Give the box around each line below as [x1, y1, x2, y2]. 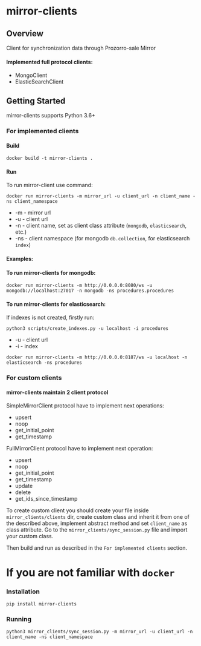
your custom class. [6, 533, 54, 540]
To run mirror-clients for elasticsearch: [6, 300, 106, 308]
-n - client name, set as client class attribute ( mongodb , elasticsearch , [14, 222, 187, 229]
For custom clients [6, 374, 62, 382]
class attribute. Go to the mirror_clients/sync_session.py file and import [6, 526, 188, 533]
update [14, 483, 33, 490]
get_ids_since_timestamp [14, 495, 78, 503]
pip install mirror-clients [6, 601, 77, 607]
